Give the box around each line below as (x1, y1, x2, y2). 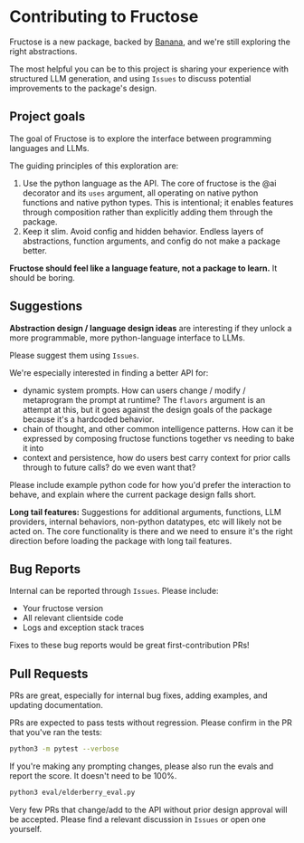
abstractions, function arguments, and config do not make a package (22, 235, 280, 246)
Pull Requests (9, 666, 89, 681)
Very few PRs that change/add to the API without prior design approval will (9, 804, 288, 815)
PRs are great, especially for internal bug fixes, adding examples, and (9, 690, 269, 701)
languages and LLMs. (9, 142, 90, 153)
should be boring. (9, 272, 75, 283)
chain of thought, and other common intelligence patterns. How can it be (22, 423, 294, 434)
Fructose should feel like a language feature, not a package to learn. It (9, 263, 278, 273)
